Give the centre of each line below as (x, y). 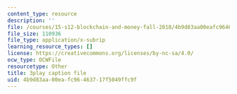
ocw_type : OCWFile (34, 60)
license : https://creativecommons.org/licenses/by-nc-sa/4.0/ (101, 54)
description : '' (31, 20)
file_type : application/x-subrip (56, 40)
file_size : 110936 (34, 34)
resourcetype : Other (38, 66)
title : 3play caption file (47, 73)
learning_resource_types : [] (50, 47)
